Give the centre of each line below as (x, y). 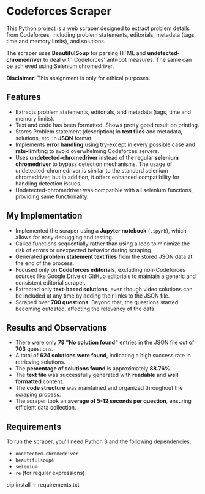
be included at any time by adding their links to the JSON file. (92, 296)
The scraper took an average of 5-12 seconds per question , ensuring (103, 401)
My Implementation (44, 216)
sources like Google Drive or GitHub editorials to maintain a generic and (106, 276)
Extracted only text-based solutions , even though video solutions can (104, 289)
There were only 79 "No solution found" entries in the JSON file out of (105, 342)
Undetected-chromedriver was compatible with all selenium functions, (104, 190)
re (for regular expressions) (50, 473)
